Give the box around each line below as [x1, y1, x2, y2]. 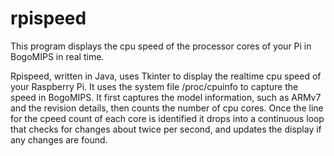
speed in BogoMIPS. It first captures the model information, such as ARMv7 [10, 91, 322, 103]
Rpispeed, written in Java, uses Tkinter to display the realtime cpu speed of [10, 70, 322, 82]
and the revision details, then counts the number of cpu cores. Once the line [10, 102, 324, 114]
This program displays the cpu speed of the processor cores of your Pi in [10, 40, 312, 52]
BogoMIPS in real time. [10, 50, 105, 62]
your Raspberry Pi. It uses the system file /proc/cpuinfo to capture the [10, 80, 299, 92]
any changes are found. [10, 133, 108, 146]
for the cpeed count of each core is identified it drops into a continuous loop [10, 112, 325, 124]
